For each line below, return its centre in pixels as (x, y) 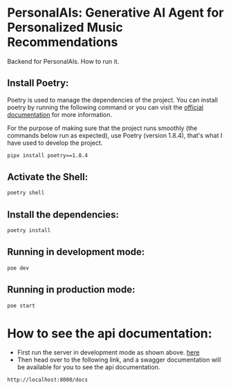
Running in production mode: (71, 290)
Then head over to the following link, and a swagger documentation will (119, 360)
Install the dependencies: (63, 214)
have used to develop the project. (55, 143)
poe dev (18, 268)
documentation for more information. (60, 114)
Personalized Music (65, 27)
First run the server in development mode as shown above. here (108, 353)
